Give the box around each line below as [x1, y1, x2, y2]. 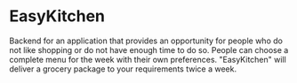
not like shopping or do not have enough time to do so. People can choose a [9, 44, 289, 55]
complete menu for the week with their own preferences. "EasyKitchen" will [9, 54, 286, 64]
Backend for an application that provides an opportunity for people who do [9, 35, 283, 46]
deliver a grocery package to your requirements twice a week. [9, 64, 237, 74]
